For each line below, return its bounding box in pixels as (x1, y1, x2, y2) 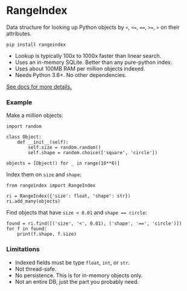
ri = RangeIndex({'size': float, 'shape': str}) (6, 193, 131, 199)
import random (6, 124, 42, 130)
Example (6, 98, 33, 106)
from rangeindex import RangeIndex (6, 183, 96, 189)
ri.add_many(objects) (6, 198, 61, 205)
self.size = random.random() (28, 145, 101, 151)
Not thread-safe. (14, 265, 57, 272)
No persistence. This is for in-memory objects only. (14, 272, 143, 279)
